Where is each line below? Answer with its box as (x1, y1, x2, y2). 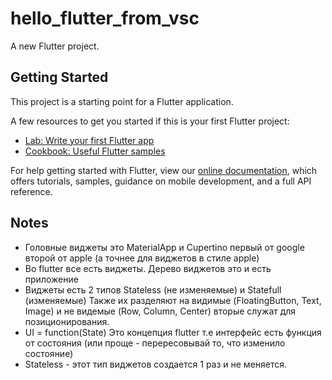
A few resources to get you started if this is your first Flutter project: (10, 115, 290, 127)
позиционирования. (24, 315, 110, 327)
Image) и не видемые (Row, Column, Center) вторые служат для (24, 305, 297, 317)
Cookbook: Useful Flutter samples (24, 145, 166, 157)
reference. (10, 185, 53, 197)
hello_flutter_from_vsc (10, 7, 200, 30)
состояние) (24, 347, 74, 359)
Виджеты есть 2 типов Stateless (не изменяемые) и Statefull (24, 283, 282, 296)
